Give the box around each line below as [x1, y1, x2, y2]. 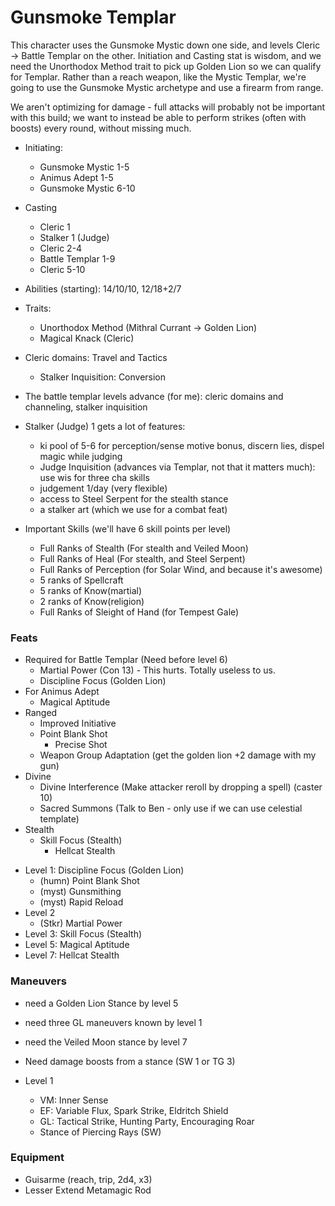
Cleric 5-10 [39, 263, 86, 275]
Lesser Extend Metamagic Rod [24, 1184, 152, 1196]
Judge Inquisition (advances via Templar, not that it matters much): [39, 461, 316, 473]
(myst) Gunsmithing [39, 886, 122, 898]
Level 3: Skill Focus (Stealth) [24, 928, 143, 940]
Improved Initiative [39, 717, 117, 730]
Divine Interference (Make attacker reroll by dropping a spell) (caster [39, 781, 323, 793]
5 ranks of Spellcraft [39, 574, 124, 586]
